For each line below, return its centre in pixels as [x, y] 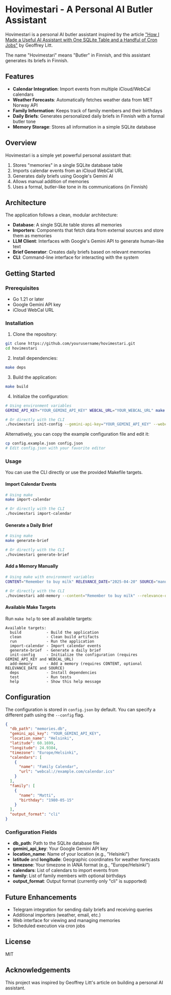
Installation [20, 323]
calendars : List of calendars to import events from [65, 870]
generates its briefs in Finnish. [37, 60]
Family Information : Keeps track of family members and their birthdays [88, 110]
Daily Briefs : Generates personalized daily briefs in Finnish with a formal [89, 116]
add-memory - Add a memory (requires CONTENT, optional [76, 664]
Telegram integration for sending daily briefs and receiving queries [82, 910]
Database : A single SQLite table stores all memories [67, 225]
